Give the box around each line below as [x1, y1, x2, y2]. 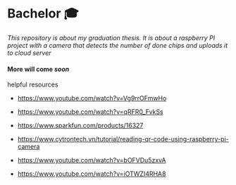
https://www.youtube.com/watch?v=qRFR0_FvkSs [17, 108, 163, 116]
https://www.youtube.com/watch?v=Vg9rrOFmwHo [17, 94, 167, 103]
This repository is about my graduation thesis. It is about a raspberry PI [7, 33, 216, 42]
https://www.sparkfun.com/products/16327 [17, 121, 144, 130]
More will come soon [7, 65, 70, 73]
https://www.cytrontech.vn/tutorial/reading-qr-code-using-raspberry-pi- [17, 135, 229, 143]
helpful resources [7, 80, 58, 89]
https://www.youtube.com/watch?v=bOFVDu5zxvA [17, 156, 166, 165]
